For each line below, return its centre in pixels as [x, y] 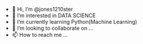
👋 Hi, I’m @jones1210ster [42, 9]
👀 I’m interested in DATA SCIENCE [54, 15]
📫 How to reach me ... [40, 35]
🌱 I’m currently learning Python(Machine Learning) [75, 22]
